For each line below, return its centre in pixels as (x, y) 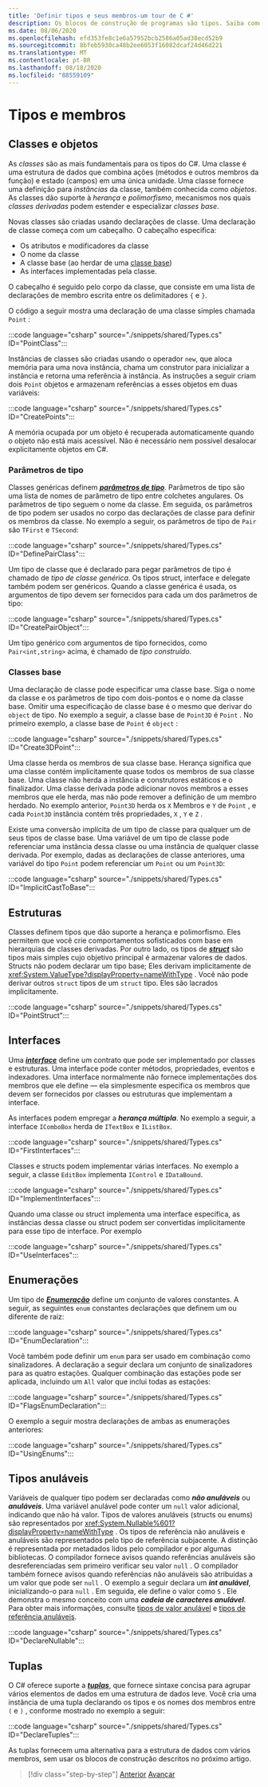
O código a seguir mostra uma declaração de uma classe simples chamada (132, 311)
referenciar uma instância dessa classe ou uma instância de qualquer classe (134, 847)
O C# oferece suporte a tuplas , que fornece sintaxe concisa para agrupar (130, 1685)
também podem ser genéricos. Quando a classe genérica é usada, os (122, 586)
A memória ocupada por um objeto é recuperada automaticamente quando (131, 432)
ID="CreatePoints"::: (42, 416)
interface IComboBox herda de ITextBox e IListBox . (91, 1126)
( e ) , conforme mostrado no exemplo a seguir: (87, 1711)
